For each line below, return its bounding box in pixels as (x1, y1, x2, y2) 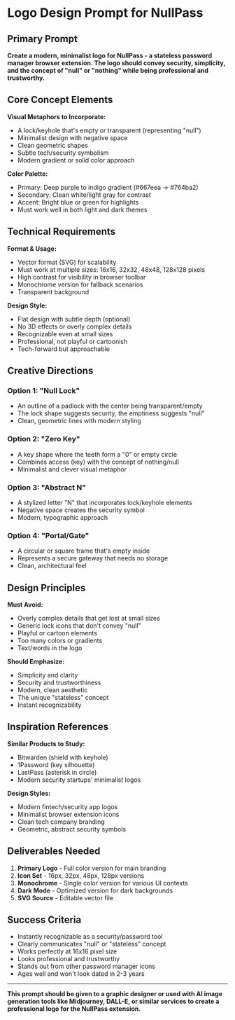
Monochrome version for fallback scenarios (17, 280, 143, 289)
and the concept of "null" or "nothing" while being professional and (7, 67, 208, 74)
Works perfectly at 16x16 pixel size (17, 947, 117, 956)
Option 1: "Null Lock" (7, 385, 80, 395)
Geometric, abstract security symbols (17, 825, 127, 833)
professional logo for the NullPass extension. (7, 1005, 141, 1013)
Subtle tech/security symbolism (17, 149, 109, 157)
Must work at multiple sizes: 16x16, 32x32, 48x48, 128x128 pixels (17, 265, 205, 274)
